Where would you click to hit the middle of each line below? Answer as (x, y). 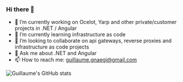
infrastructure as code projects (52, 47)
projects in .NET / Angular (46, 28)
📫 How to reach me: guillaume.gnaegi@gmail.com (76, 60)
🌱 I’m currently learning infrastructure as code (70, 35)
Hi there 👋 (20, 9)
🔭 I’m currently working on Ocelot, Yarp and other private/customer (96, 22)
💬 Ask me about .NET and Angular (56, 53)
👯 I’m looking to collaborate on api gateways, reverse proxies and (93, 41)
